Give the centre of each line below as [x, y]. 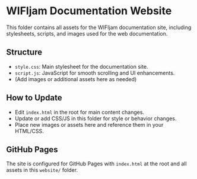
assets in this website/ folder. [42, 170]
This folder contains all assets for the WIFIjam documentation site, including [99, 27]
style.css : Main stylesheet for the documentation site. [81, 66]
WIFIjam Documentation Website [89, 11]
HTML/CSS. [29, 131]
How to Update [34, 98]
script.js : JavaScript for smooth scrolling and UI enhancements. [95, 73]
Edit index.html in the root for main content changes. [79, 112]
